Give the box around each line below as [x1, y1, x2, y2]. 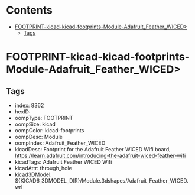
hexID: [14, 108, 31, 115]
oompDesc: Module [14, 133, 63, 140]
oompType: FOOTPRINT [14, 114, 73, 121]
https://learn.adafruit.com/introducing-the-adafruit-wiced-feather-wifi [14, 152, 186, 159]
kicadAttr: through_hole [14, 164, 72, 171]
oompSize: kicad [14, 121, 56, 128]
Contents [6, 4, 53, 17]
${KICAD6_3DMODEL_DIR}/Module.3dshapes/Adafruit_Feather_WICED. [14, 177, 189, 184]
